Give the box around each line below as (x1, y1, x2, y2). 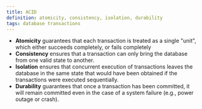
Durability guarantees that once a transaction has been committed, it (15, 83, 190, 90)
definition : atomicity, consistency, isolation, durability (6, 15, 163, 21)
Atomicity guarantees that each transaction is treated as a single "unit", (15, 37, 196, 45)
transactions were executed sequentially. (15, 76, 119, 83)
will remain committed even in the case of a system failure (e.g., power (15, 89, 194, 97)
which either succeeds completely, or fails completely (15, 43, 152, 51)
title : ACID (6, 9, 37, 15)
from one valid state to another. (15, 56, 95, 64)
